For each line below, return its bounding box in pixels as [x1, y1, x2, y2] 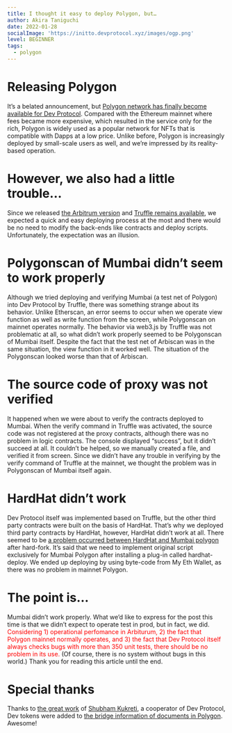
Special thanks [7, 681, 95, 697]
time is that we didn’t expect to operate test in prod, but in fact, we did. [7, 620, 210, 629]
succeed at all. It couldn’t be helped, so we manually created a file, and [7, 443, 210, 452]
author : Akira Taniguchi [7, 17, 79, 24]
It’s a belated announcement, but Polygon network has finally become [7, 102, 207, 110]
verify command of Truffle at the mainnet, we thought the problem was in [7, 459, 217, 467]
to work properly [7, 269, 106, 285]
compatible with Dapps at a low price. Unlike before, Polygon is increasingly [7, 132, 225, 140]
